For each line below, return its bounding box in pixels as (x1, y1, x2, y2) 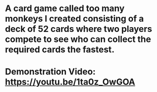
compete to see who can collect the (5, 34, 151, 45)
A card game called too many (5, 3, 125, 14)
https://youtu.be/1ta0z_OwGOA (5, 77, 136, 88)
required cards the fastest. (5, 44, 115, 55)
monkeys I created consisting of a (5, 13, 144, 24)
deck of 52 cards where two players (5, 24, 153, 34)
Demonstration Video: (5, 66, 96, 77)
